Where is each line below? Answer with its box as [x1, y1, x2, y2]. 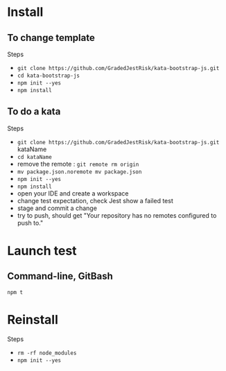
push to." [17, 218, 44, 227]
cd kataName [17, 153, 52, 160]
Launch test [7, 243, 78, 259]
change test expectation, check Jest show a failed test [17, 196, 173, 205]
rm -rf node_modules [17, 350, 77, 356]
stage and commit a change [17, 204, 97, 212]
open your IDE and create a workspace [17, 189, 129, 198]
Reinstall [7, 312, 59, 327]
